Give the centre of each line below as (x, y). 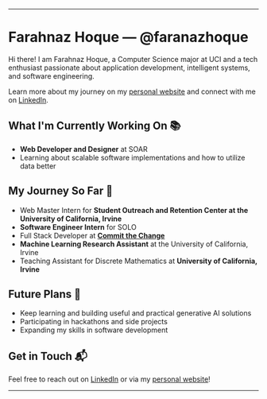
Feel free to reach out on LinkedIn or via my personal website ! (109, 379)
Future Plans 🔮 (45, 294)
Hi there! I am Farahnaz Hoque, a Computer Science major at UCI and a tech (133, 59)
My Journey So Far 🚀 (61, 191)
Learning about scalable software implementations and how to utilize (132, 157)
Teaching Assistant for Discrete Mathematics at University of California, (139, 261)
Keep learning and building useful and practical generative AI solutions (135, 313)
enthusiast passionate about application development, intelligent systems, (129, 68)
